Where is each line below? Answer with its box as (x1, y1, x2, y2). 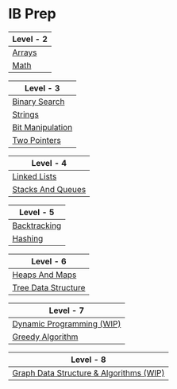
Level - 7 (48, 305, 85, 316)
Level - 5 (18, 206, 55, 218)
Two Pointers (12, 134, 61, 145)
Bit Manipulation (12, 121, 73, 133)
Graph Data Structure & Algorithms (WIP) (12, 367, 165, 378)
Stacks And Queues (12, 183, 87, 194)
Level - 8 (71, 354, 106, 365)
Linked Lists (12, 171, 57, 182)
